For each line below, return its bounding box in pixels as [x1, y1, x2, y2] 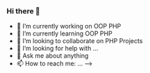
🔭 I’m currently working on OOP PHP [16, 22, 122, 31]
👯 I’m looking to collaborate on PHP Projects [16, 37, 143, 45]
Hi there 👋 [6, 6, 41, 16]
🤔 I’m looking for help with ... [16, 44, 99, 53]
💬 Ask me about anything [16, 51, 89, 60]
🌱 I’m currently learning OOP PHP [16, 29, 112, 38]
